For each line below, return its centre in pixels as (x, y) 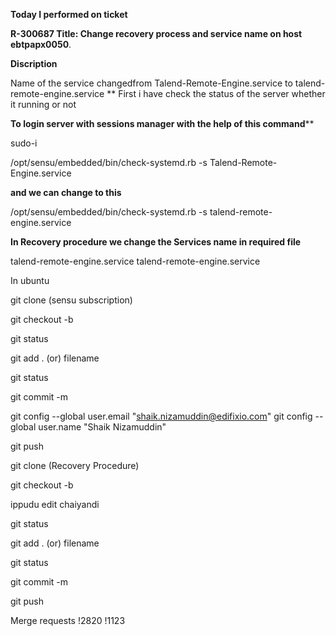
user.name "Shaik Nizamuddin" (102, 427)
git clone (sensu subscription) (71, 300)
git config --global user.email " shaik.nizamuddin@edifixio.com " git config (161, 416)
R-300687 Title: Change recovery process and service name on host (156, 33)
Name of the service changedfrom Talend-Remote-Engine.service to (151, 83)
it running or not (43, 104)
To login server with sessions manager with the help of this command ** (162, 123)
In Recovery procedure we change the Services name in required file (156, 242)
